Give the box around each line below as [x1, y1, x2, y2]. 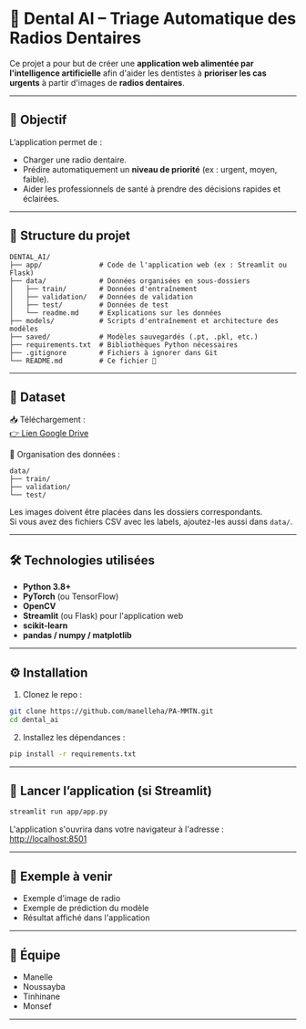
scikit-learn [22, 620, 68, 631]
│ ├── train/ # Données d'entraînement [9, 284, 198, 293]
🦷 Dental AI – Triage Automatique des [9, 8, 297, 29]
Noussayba [22, 981, 66, 992]
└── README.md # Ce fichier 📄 [9, 356, 157, 365]
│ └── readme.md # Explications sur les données [9, 308, 222, 318]
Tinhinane [22, 991, 61, 1002]
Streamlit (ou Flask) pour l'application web [22, 611, 184, 622]
